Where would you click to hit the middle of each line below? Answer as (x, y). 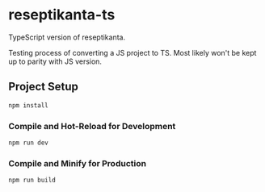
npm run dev (28, 143)
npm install (28, 105)
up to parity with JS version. (55, 61)
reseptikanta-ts (62, 15)
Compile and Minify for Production (78, 163)
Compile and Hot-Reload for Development (92, 126)
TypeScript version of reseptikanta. (67, 37)
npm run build (32, 180)
